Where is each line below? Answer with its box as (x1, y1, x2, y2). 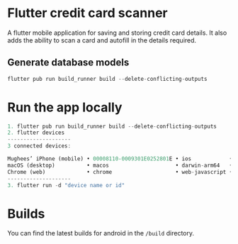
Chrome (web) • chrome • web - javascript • (7, 168, 233, 175)
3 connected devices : (7, 143, 72, 150)
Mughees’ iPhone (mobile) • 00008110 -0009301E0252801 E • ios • (7, 155, 233, 162)
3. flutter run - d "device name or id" (7, 182, 125, 189)
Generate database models (7, 57, 130, 69)
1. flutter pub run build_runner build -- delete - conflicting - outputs (7, 123, 217, 130)
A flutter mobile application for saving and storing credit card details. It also (7, 28, 227, 37)
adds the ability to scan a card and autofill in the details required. (7, 35, 197, 44)
